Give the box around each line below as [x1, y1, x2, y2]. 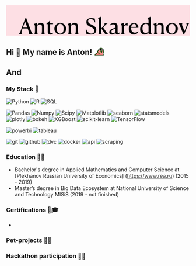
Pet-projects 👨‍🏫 [6, 236, 52, 244]
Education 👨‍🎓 [6, 153, 45, 161]
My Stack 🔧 [6, 85, 39, 93]
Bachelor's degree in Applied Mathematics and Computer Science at [14, 166, 180, 173]
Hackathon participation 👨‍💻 [6, 251, 86, 260]
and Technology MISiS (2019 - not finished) [14, 191, 120, 198]
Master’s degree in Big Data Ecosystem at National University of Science [14, 185, 190, 192]
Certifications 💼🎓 [6, 206, 59, 214]
